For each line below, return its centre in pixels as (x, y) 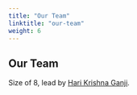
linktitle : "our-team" (46, 23)
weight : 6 (25, 31)
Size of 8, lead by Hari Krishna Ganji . (69, 83)
